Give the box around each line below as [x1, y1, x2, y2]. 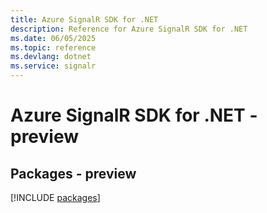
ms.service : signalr [10, 61, 97, 71]
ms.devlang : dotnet [10, 52, 92, 62]
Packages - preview [10, 165, 137, 182]
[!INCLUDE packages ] [10, 192, 101, 203]
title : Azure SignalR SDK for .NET [10, 14, 159, 25]
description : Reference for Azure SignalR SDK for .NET [10, 24, 248, 34]
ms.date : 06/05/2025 [10, 33, 97, 43]
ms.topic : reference [10, 42, 97, 53]
